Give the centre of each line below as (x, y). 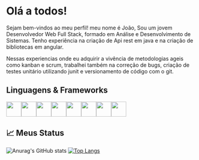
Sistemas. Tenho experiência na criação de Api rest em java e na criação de (100, 40)
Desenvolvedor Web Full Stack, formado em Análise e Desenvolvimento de (98, 34)
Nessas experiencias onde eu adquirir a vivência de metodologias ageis (95, 58)
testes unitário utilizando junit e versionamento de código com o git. (90, 71)
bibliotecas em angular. (35, 47)
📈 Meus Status (35, 133)
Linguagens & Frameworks (57, 91)
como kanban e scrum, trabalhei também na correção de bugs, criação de (98, 65)
